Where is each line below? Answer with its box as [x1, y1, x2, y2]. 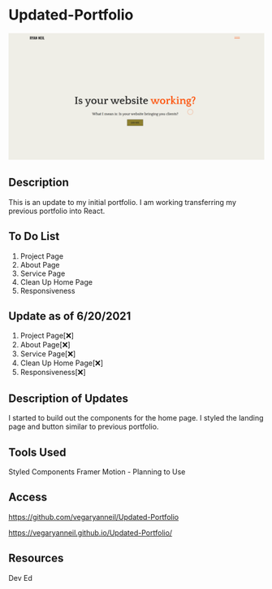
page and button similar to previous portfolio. [8, 421, 159, 432]
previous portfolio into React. [8, 206, 106, 216]
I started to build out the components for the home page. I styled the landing [8, 413, 264, 423]
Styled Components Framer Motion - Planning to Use [8, 467, 186, 477]
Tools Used [8, 445, 67, 459]
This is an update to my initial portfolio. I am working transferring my [8, 197, 237, 207]
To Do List [8, 229, 60, 243]
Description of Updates [8, 391, 128, 405]
